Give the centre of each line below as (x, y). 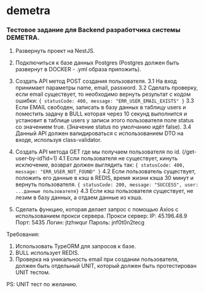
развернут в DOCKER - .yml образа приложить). (78, 69)
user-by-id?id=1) (36, 158)
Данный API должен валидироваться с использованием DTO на (99, 133)
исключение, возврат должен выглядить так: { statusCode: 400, (100, 165)
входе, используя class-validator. (58, 140)
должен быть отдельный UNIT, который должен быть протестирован (106, 266)
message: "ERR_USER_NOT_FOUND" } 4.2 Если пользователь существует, (105, 171)
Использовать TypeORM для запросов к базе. (76, 246)
